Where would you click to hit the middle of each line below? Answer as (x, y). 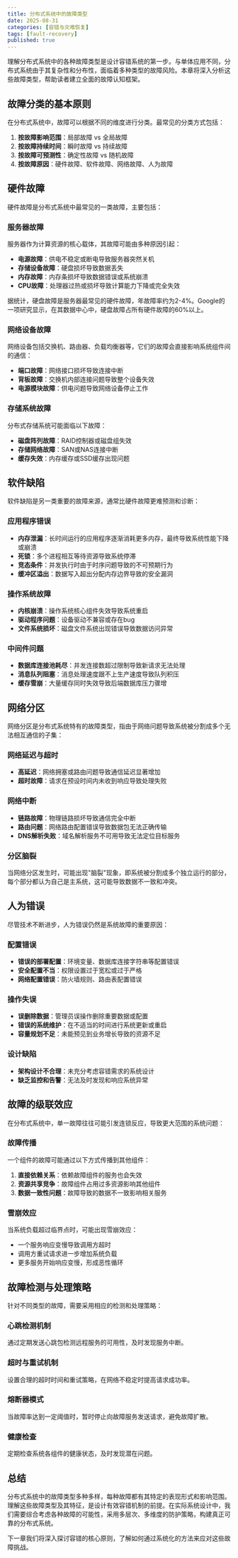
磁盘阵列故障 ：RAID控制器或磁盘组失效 (75, 440)
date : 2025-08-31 (33, 21)
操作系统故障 (29, 594)
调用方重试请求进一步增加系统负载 (67, 1254)
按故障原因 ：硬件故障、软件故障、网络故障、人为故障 (95, 163)
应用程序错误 (29, 521)
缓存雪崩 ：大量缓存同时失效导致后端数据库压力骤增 (92, 683)
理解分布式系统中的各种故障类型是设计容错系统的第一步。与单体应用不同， (116, 62)
